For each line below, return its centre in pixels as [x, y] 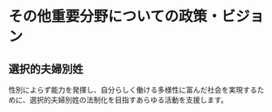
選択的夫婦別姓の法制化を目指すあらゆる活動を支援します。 [129, 100]
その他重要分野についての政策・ [115, 17]
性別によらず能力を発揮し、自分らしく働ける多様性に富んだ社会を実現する [133, 90]
